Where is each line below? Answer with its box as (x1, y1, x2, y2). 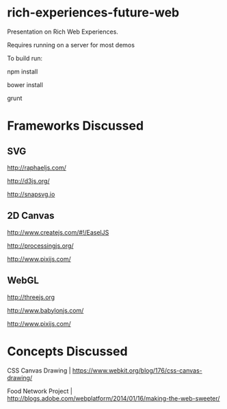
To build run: (7, 54, 43, 62)
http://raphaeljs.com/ (7, 163, 67, 172)
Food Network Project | (7, 386, 73, 395)
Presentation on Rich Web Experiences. (7, 27, 118, 36)
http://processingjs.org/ (7, 242, 74, 250)
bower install (7, 80, 43, 89)
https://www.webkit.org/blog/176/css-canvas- (72, 366, 203, 375)
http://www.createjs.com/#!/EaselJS (7, 228, 109, 236)
